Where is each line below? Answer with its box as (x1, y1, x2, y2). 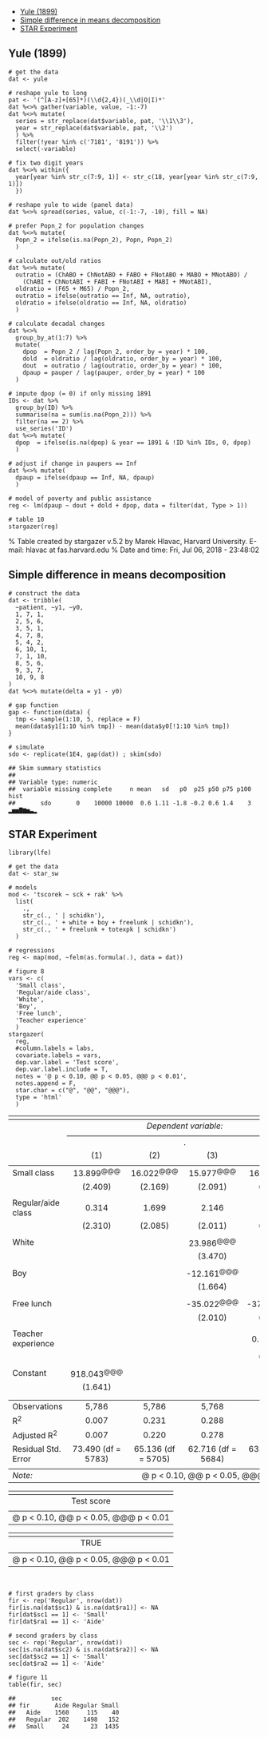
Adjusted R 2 (12, 1429, 58, 1441)
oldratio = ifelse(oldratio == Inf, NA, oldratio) (15, 299, 187, 307)
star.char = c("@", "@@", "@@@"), (15, 1087, 130, 1095)
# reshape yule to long (8, 89, 88, 97)
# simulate (8, 743, 45, 751)
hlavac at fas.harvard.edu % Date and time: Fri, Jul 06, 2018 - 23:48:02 (25, 545, 260, 554)
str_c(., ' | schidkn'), (22, 912, 105, 920)
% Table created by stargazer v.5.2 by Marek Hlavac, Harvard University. (8, 536, 248, 546)
